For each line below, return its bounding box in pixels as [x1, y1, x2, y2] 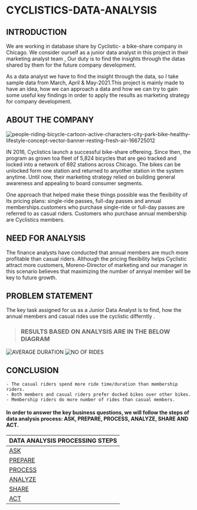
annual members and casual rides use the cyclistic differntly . [6, 313, 155, 320]
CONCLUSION [6, 366, 59, 376]
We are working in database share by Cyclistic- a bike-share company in [6, 42, 183, 50]
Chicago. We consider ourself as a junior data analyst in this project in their [6, 49, 189, 56]
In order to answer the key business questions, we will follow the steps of [6, 409, 190, 416]
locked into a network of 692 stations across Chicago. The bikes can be [6, 160, 181, 168]
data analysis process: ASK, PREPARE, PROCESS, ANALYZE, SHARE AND [6, 415, 189, 422]
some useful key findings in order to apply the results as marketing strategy [6, 92, 190, 98]
